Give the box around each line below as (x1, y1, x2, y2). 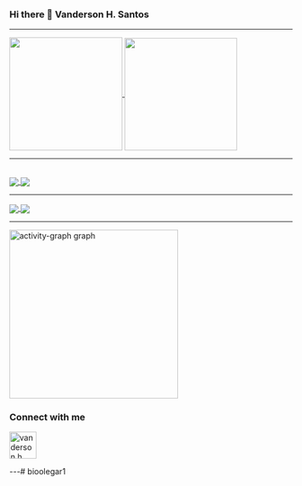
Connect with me (9, 410, 85, 423)
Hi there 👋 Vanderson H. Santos (9, 8, 150, 21)
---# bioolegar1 (9, 465, 66, 476)
